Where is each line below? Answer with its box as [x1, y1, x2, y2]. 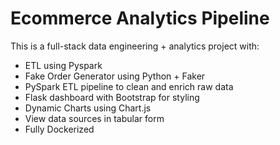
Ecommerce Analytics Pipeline [10, 7, 270, 30]
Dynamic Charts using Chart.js [24, 102, 152, 114]
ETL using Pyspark [24, 59, 103, 71]
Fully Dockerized [24, 123, 95, 135]
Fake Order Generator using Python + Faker [24, 70, 206, 82]
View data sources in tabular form [24, 112, 165, 124]
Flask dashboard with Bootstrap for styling [24, 91, 200, 103]
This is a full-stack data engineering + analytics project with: [10, 40, 260, 52]
